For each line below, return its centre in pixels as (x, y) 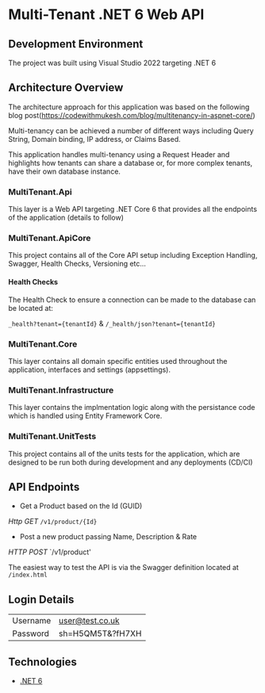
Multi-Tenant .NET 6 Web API (106, 15)
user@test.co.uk (89, 621)
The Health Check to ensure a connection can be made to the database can (132, 300)
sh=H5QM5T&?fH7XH (100, 634)
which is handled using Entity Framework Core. (85, 416)
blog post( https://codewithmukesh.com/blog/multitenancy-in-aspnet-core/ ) (132, 115)
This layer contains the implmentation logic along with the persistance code (132, 408)
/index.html (28, 575)
